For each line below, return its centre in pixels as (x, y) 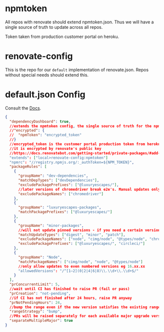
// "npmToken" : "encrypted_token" (46, 135)
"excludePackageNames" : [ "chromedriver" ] (61, 194)
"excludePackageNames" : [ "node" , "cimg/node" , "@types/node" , (82, 239)
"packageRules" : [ (28, 167)
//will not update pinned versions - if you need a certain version (89, 230)
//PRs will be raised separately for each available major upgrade (80, 316)
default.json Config (45, 95)
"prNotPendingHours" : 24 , (36, 302)
